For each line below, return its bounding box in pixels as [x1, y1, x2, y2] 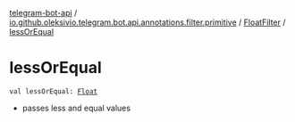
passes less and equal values [21, 102, 131, 113]
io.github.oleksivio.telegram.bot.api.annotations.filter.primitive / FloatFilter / [9, 17, 286, 28]
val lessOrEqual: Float [9, 86, 98, 96]
